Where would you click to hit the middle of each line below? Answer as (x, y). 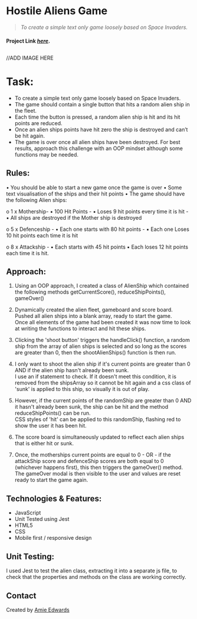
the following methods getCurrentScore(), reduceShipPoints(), (90, 292)
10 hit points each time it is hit (42, 235)
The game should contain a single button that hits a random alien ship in (102, 104)
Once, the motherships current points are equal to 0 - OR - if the (93, 455)
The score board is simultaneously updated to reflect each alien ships (99, 437)
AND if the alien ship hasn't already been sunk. (72, 370)
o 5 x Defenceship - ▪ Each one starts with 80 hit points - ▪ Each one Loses (98, 229)
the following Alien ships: (37, 200)
